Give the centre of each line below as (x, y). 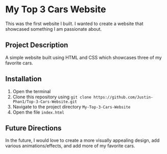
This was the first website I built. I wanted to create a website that (75, 24)
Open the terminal (32, 91)
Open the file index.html (39, 112)
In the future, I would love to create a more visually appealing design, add (82, 140)
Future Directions (33, 128)
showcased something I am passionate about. (54, 29)
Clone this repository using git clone (52, 97)
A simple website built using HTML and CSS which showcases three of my (83, 57)
